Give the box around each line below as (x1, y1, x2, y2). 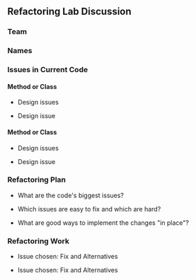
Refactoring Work (7, 236, 69, 246)
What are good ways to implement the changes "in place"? (17, 218, 190, 227)
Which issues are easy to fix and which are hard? (17, 204, 161, 213)
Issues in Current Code (7, 65, 88, 75)
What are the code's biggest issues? (17, 191, 125, 199)
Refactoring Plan (7, 175, 66, 185)
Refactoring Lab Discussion (7, 6, 132, 18)
